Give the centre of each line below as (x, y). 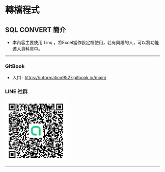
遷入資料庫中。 (27, 49)
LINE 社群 (16, 91)
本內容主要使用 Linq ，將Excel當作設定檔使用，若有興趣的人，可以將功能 (86, 43)
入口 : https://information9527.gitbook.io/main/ (59, 78)
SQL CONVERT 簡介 (36, 30)
